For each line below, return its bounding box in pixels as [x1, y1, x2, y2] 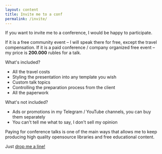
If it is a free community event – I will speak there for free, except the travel [5, 39, 157, 45]
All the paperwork [12, 90, 49, 96]
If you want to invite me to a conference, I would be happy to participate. [5, 30, 153, 36]
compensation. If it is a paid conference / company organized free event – [5, 45, 155, 51]
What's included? [5, 60, 40, 65]
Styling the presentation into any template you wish [12, 74, 117, 80]
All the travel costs [12, 69, 50, 75]
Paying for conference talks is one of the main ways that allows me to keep [5, 129, 158, 135]
